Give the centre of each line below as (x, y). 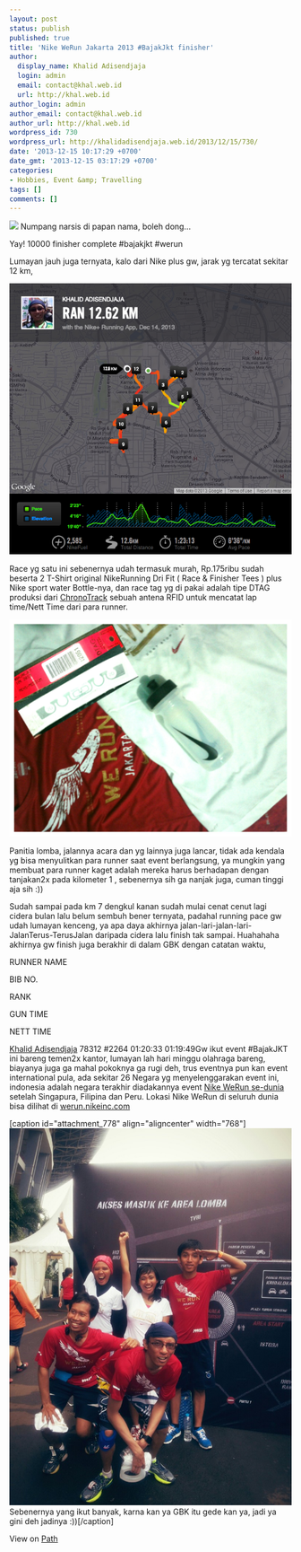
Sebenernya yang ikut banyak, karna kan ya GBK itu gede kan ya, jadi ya (143, 1512)
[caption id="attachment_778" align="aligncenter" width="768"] (128, 1123)
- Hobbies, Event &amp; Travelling (76, 180)
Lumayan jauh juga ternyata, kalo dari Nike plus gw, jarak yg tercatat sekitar (149, 261)
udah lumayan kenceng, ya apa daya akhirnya (94, 925)
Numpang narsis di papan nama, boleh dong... (106, 227)
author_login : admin (48, 104)
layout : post (34, 19)
